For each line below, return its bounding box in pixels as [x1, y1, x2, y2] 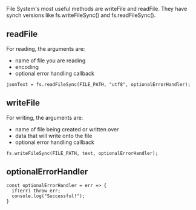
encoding [15, 63, 39, 70]
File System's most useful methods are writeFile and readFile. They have [6, 5, 188, 12]
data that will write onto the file [15, 132, 93, 139]
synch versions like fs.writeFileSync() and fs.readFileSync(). [6, 11, 156, 19]
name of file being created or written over [15, 125, 119, 133]
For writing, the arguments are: [6, 114, 83, 121]
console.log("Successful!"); [11, 193, 85, 199]
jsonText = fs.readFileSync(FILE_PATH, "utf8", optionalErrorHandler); [6, 81, 191, 87]
